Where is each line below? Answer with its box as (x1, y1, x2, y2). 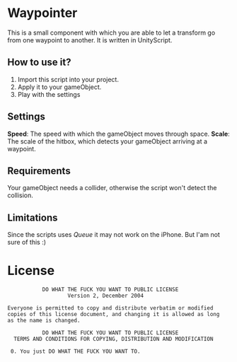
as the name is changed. (7, 317, 81, 325)
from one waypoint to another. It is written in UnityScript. (7, 35, 173, 44)
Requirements (7, 165, 71, 177)
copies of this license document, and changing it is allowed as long (7, 311, 220, 318)
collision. (7, 191, 34, 199)
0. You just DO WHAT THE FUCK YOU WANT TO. (10, 348, 141, 355)
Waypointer (7, 5, 78, 21)
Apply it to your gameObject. (17, 83, 102, 91)
